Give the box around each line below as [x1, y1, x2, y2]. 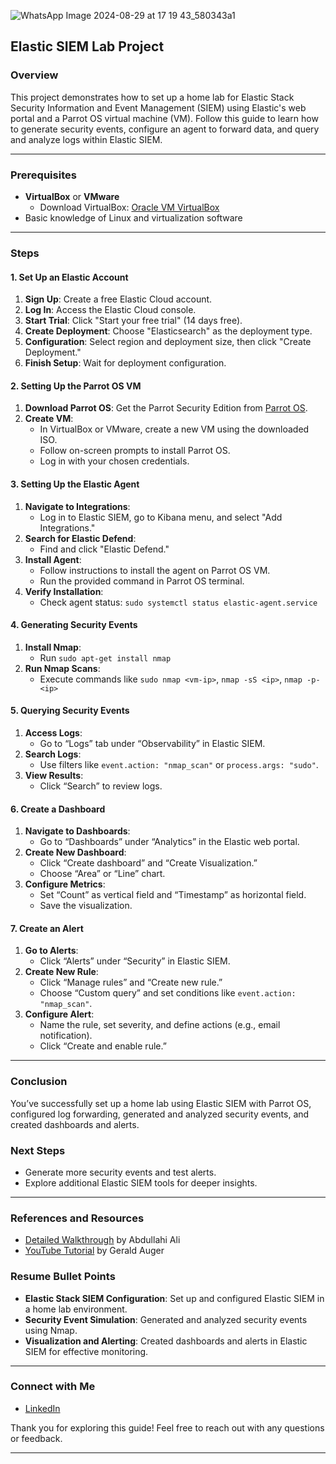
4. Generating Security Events [10, 619, 138, 631]
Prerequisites [10, 168, 77, 182]
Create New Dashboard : [24, 846, 127, 859]
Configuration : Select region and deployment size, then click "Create [24, 336, 312, 348]
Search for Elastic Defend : [24, 532, 137, 544]
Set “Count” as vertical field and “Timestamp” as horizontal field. [39, 889, 307, 901]
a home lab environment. [24, 1303, 128, 1315]
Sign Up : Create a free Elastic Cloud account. [24, 293, 213, 305]
